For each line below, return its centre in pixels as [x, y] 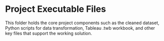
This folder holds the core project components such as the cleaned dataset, [82, 23]
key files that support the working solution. [49, 33]
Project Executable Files [56, 9]
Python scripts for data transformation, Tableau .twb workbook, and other [80, 28]
